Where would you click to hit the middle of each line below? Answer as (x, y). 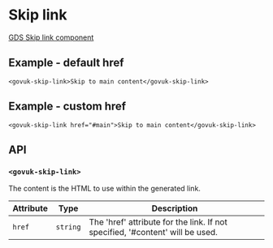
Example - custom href (67, 107)
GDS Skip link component (51, 37)
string (68, 227)
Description (175, 208)
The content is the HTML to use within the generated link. (105, 189)
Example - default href (66, 63)
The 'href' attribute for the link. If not (158, 222)
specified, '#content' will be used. (153, 233)
